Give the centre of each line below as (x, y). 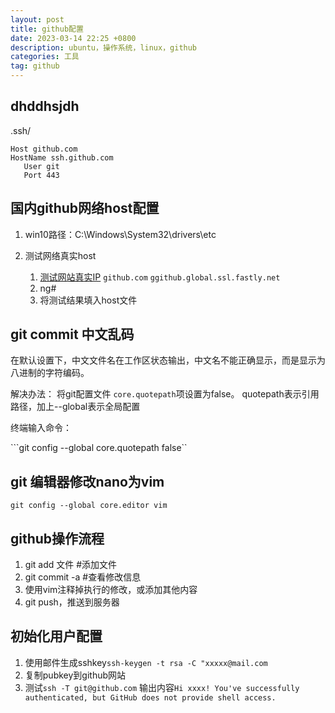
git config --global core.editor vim (89, 506)
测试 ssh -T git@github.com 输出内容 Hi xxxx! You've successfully (162, 687)
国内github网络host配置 (85, 208)
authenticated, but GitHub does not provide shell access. (150, 697)
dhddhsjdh (45, 106)
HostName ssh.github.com (62, 157)
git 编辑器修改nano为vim (87, 481)
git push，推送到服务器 (72, 602)
